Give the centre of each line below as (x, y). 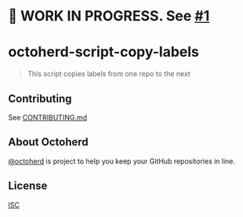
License (28, 186)
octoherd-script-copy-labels (104, 52)
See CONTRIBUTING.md (48, 117)
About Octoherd (48, 142)
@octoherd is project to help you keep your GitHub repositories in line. (122, 161)
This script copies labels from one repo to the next (109, 74)
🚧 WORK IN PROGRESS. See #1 (109, 16)
